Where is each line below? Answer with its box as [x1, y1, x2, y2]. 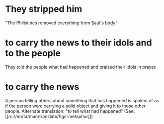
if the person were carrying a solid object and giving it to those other [5, 103, 146, 109]
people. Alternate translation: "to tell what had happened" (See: [5, 108, 135, 114]
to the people [5, 48, 61, 59]
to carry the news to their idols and [5, 37, 153, 48]
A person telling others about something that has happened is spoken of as [5, 97, 159, 103]
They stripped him [5, 3, 82, 15]
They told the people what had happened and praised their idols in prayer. [5, 64, 157, 70]
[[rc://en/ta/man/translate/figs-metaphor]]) [5, 113, 93, 119]
